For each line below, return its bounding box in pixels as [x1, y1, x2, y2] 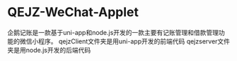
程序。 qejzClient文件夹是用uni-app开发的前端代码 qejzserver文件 [37, 36, 231, 46]
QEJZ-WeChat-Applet [7, 4, 139, 20]
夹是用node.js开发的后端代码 [7, 46, 91, 54]
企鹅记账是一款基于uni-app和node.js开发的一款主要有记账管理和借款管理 [7, 28, 219, 36]
